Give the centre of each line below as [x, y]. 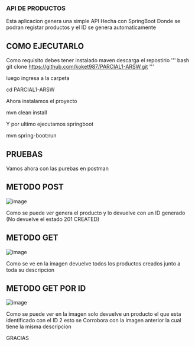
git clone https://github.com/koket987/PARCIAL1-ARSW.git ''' [80, 67]
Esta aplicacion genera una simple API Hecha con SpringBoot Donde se [93, 21]
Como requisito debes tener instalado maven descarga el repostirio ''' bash [98, 60]
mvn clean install [27, 113]
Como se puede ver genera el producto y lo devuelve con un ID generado [96, 213]
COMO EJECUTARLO [45, 46]
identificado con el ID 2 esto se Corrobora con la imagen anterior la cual [94, 321]
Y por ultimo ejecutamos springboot [50, 124]
